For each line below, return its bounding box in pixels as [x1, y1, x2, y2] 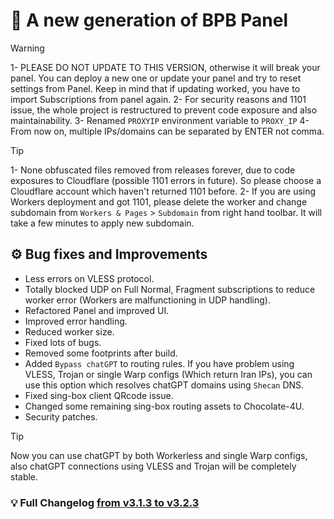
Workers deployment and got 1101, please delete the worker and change [10, 195, 308, 208]
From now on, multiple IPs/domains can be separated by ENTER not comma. [10, 125, 325, 137]
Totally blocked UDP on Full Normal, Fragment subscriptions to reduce [24, 283, 316, 295]
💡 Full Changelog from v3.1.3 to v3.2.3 [10, 495, 200, 509]
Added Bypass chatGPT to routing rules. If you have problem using [24, 357, 295, 369]
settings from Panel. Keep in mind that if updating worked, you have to [10, 82, 301, 94]
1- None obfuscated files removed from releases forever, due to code [10, 164, 296, 176]
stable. [10, 470, 39, 483]
